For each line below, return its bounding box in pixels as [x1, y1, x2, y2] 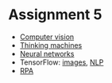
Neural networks [19, 49, 75, 58]
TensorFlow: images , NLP [19, 57, 104, 67]
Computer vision [19, 32, 75, 41]
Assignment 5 [8, 6, 102, 24]
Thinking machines [19, 40, 83, 49]
